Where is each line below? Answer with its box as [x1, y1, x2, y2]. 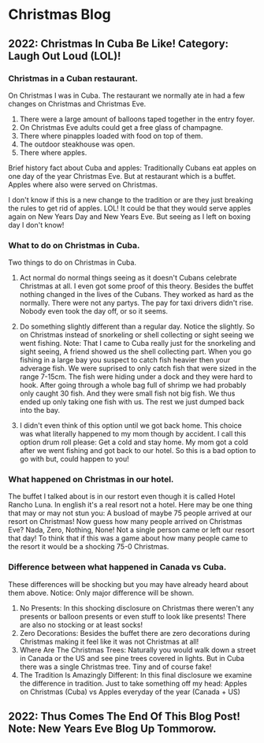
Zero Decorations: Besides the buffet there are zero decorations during [19, 628, 251, 637]
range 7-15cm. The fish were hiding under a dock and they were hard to [19, 372, 254, 381]
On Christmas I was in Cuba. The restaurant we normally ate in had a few [8, 91, 246, 100]
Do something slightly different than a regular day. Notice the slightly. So [19, 321, 255, 332]
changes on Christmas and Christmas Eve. [8, 98, 147, 108]
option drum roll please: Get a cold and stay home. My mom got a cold [19, 437, 248, 447]
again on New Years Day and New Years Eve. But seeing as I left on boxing [8, 211, 251, 221]
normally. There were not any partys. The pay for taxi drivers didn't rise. [19, 298, 254, 308]
